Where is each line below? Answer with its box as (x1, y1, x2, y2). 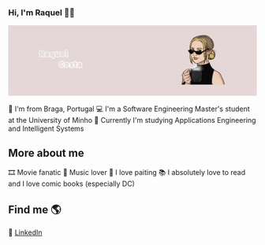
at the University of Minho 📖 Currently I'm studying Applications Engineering (8, 115, 256, 124)
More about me (8, 146, 84, 160)
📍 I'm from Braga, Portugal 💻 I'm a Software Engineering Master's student (8, 104, 250, 113)
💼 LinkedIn (8, 228, 43, 237)
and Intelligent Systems (8, 124, 84, 133)
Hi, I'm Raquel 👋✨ (8, 7, 75, 18)
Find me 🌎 (8, 202, 62, 216)
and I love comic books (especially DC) (8, 179, 136, 188)
